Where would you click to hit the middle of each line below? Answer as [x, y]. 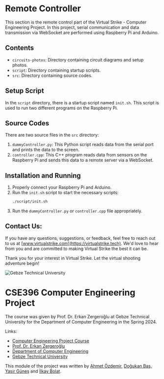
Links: [11, 331]
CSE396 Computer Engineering [70, 293]
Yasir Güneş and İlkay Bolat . [33, 371]
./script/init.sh [30, 202]
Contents [20, 48]
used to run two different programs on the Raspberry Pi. [62, 108]
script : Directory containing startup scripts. [56, 70]
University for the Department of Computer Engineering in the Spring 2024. [81, 322]
